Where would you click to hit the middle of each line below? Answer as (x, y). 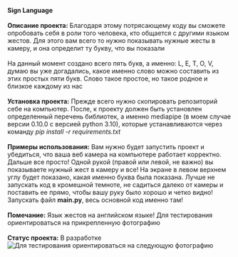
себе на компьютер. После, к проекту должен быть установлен (105, 109)
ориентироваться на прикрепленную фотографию (84, 223)
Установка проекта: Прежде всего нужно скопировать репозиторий (113, 101)
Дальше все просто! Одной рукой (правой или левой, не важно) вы (110, 162)
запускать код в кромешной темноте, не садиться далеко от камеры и (115, 185)
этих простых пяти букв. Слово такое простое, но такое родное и (108, 79)
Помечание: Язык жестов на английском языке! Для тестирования (110, 215)
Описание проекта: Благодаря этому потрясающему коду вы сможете (117, 25)
